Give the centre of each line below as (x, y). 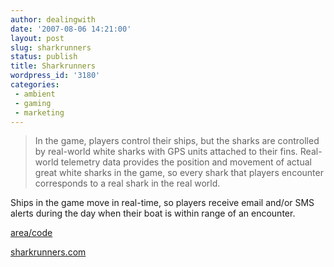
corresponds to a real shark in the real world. (127, 183)
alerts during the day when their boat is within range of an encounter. (153, 213)
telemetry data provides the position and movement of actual (186, 162)
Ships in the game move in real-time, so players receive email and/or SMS (162, 203)
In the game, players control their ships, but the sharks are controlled (177, 141)
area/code (31, 233)
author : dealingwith (53, 19)
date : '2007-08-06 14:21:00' (71, 29)
